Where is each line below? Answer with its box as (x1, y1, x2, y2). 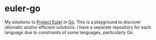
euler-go (4, 3, 41, 14)
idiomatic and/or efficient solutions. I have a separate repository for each (4, 24, 152, 30)
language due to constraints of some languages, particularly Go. (4, 29, 134, 35)
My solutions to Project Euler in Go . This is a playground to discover (4, 19, 141, 25)
